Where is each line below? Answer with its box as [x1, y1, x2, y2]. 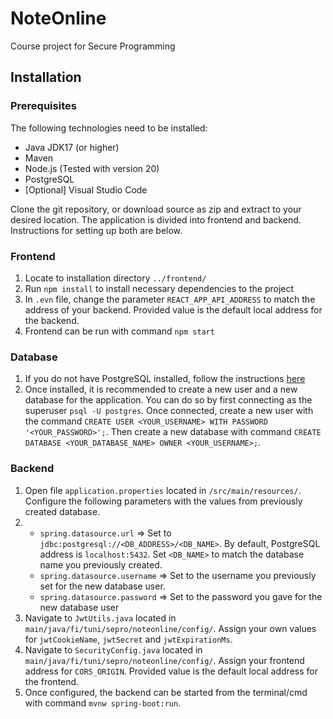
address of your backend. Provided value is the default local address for [24, 303, 323, 316]
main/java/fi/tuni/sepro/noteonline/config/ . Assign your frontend [24, 654, 305, 666]
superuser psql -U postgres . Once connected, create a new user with [24, 405, 314, 417]
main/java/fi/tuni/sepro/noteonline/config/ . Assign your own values [24, 622, 317, 634]
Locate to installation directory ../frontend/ [24, 272, 207, 284]
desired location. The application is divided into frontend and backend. [10, 213, 302, 226]
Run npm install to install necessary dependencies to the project [24, 282, 295, 294]
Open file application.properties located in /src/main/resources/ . [24, 484, 302, 496]
